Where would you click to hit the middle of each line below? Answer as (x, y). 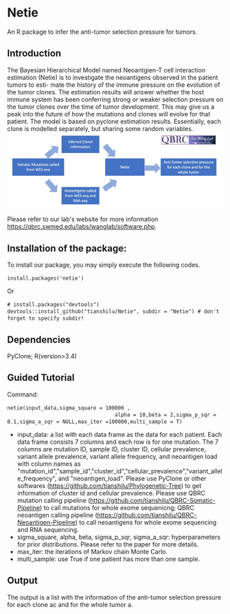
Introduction (34, 53)
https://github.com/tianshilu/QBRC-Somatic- (153, 500)
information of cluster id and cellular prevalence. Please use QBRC (111, 493)
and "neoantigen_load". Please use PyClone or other (132, 478)
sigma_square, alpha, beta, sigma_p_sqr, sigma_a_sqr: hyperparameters (119, 537)
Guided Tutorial (41, 378)
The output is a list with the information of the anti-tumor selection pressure (114, 597)
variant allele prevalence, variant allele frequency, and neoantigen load (117, 456)
